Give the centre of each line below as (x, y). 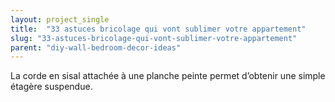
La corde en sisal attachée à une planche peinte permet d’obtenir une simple (168, 76)
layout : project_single (60, 19)
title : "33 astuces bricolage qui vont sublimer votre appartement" (158, 29)
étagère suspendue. (51, 87)
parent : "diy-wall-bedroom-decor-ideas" (96, 47)
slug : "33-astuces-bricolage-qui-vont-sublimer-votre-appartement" (154, 38)
